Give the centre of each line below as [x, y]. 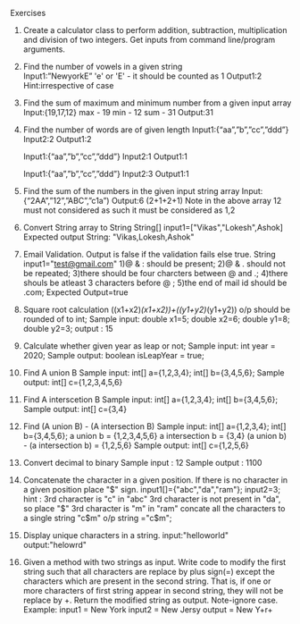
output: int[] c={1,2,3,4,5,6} [73, 382]
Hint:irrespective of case [68, 85]
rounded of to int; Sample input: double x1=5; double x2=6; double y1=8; [156, 319]
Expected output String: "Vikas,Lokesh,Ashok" [108, 237]
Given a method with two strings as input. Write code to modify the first [154, 562]
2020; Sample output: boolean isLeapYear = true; [113, 355]
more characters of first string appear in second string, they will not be [153, 590]
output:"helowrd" [55, 545]
